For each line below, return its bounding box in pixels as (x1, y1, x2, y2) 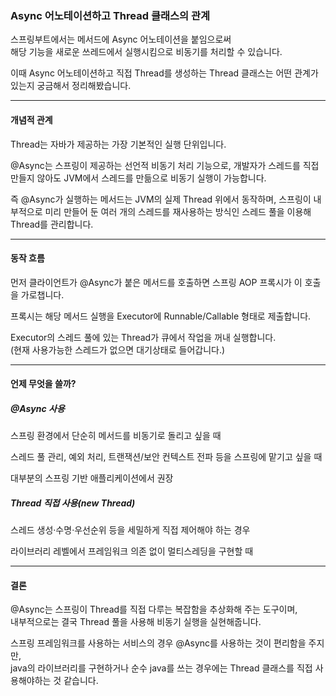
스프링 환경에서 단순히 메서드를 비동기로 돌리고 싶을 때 (10, 430, 222, 442)
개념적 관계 (10, 113, 53, 126)
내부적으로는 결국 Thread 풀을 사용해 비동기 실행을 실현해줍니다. (10, 616, 262, 628)
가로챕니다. (20, 288, 65, 301)
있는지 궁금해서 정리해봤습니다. (10, 80, 132, 92)
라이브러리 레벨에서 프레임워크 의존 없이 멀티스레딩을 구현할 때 (10, 545, 254, 557)
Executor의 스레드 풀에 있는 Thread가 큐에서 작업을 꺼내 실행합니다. (10, 331, 277, 343)
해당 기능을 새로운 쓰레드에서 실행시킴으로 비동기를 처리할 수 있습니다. (10, 46, 283, 58)
